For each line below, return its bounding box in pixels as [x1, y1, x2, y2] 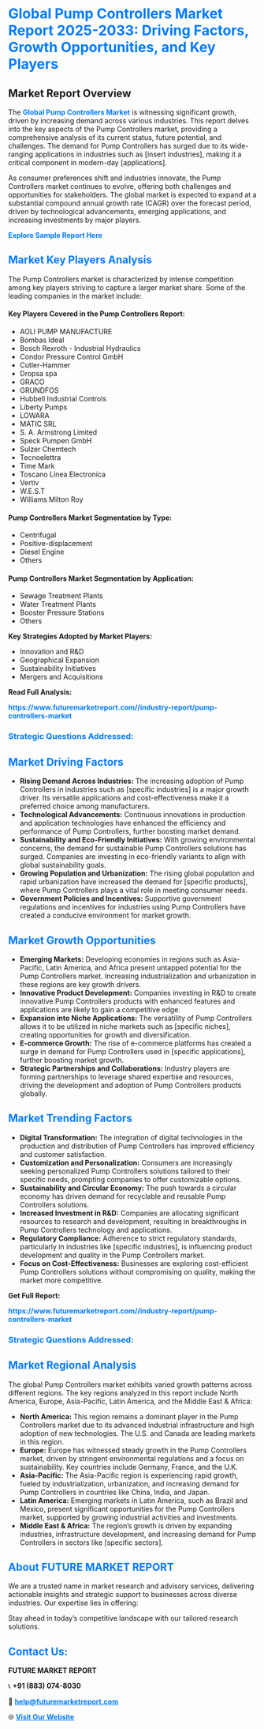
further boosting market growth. [19, 1055, 125, 1064]
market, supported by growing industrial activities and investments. [19, 1512, 239, 1522]
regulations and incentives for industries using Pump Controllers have [19, 902, 246, 912]
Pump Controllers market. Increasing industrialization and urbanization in [19, 971, 257, 981]
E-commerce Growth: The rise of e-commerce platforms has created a [19, 1038, 252, 1048]
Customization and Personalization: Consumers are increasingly [19, 1158, 232, 1167]
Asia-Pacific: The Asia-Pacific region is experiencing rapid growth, [19, 1471, 239, 1480]
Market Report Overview [8, 86, 132, 100]
